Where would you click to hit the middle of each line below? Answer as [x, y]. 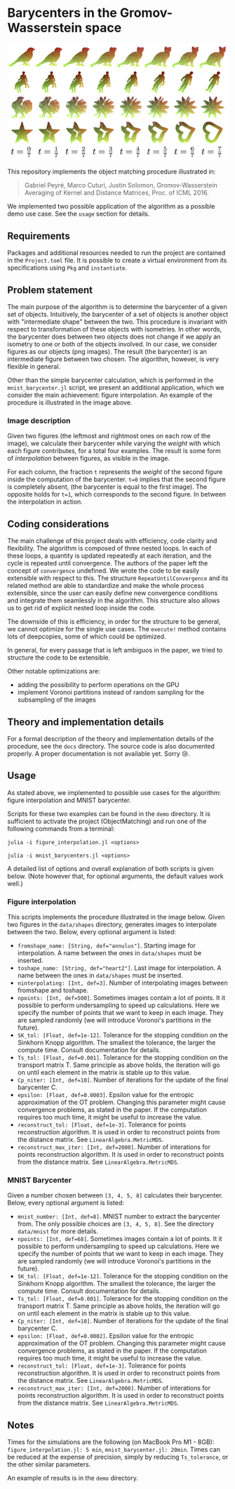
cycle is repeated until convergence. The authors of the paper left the [108, 563]
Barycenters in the [62, 13]
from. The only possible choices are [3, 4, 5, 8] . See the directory [116, 1224]
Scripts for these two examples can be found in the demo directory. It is [109, 813]
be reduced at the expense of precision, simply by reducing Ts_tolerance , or [118, 1457]
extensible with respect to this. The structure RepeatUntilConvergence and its [118, 578]
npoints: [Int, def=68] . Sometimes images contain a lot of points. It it [120, 1239]
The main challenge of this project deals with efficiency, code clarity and [112, 541]
